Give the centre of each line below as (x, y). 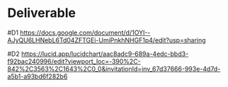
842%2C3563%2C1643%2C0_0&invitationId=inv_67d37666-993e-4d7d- (114, 69)
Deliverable (42, 13)
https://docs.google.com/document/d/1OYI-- (85, 33)
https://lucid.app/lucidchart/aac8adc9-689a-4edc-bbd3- (105, 54)
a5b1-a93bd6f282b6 (38, 76)
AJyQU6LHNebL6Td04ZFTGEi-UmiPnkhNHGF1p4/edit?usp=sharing (107, 40)
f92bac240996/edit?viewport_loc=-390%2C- (74, 61)
